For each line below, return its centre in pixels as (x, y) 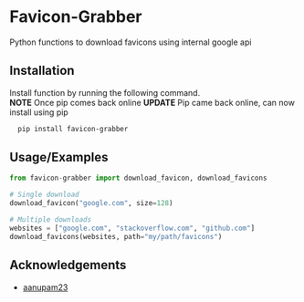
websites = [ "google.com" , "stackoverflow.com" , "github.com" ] (132, 228)
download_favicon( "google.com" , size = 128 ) (91, 203)
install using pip (39, 112)
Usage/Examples (59, 157)
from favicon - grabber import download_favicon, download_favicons (138, 178)
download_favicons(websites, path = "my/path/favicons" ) (116, 236)
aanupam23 (45, 287)
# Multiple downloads (51, 220)
